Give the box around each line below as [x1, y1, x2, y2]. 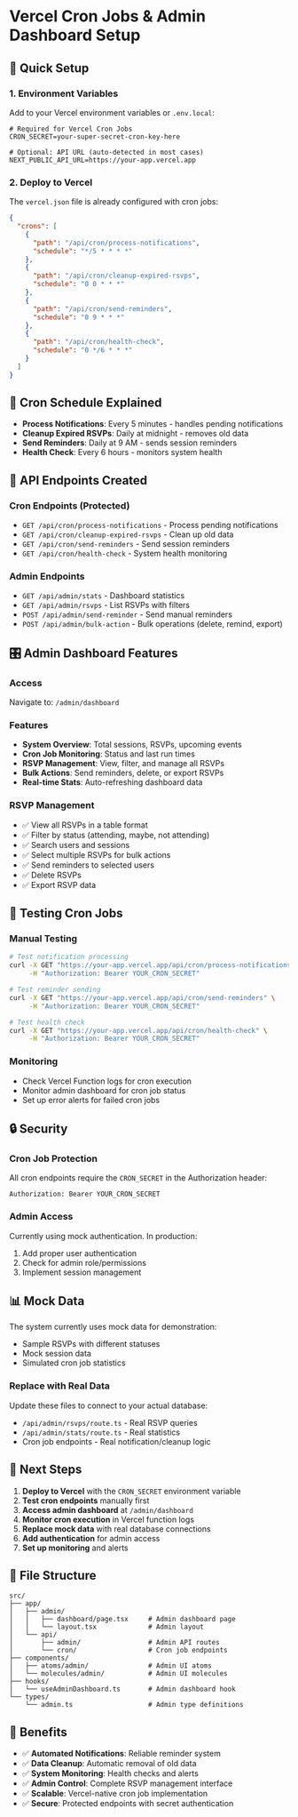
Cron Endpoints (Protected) [9, 500, 130, 512]
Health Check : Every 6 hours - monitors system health [21, 447, 223, 458]
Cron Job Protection [9, 1152, 98, 1165]
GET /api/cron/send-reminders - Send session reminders [21, 539, 231, 549]
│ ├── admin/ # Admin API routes [9, 1638, 220, 1647]
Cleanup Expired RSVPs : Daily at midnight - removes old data [21, 428, 249, 439]
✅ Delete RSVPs [21, 869, 82, 880]
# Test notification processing [9, 953, 129, 962]
